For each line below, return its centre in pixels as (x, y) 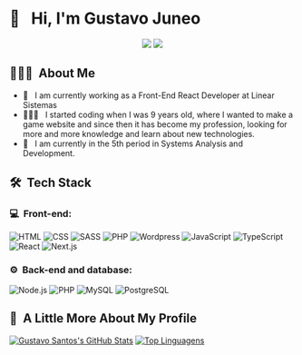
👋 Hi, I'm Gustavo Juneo (105, 19)
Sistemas (39, 104)
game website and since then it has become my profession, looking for (155, 124)
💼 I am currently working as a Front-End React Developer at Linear (148, 95)
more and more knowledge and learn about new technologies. (139, 133)
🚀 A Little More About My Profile (103, 318)
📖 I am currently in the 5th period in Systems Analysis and (132, 143)
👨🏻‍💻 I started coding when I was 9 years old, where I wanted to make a (157, 114)
